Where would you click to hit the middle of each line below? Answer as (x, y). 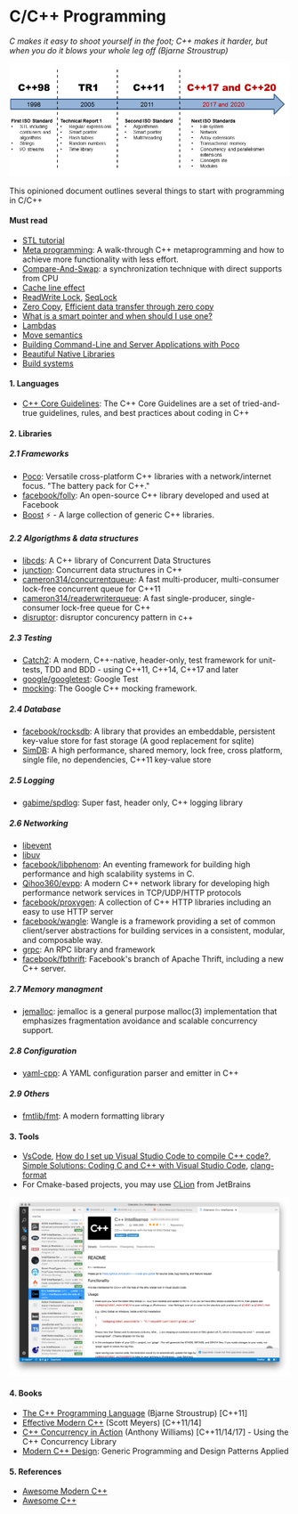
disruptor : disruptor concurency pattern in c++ (108, 617)
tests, (32, 670)
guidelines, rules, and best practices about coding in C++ (145, 412)
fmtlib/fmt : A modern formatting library (93, 1116)
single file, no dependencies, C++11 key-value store (117, 760)
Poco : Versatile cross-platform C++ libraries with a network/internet (146, 476)
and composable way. (62, 940)
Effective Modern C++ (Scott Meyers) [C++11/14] (112, 1423)
